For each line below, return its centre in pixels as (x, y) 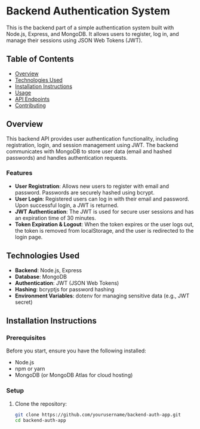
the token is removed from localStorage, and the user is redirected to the (104, 230)
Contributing (30, 105)
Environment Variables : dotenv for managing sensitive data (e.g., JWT (102, 296)
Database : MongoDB (41, 276)
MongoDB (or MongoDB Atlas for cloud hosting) (74, 375)
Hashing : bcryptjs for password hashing (64, 289)
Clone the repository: (41, 404)
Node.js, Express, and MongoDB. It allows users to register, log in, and (93, 34)
